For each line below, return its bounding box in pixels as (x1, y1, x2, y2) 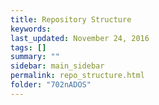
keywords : (10, 24, 52, 34)
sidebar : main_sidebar (10, 61, 105, 71)
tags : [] (10, 42, 47, 53)
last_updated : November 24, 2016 (10, 33, 150, 43)
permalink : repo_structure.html (10, 71, 145, 81)
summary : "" (10, 52, 60, 62)
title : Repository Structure (10, 14, 132, 25)
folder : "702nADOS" (10, 80, 92, 90)
